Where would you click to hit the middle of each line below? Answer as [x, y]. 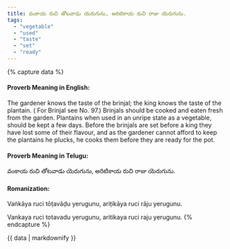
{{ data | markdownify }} [42, 238]
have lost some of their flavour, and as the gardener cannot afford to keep [112, 133]
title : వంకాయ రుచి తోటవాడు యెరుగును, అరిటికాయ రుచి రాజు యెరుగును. [97, 13]
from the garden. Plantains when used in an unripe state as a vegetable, [109, 118]
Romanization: [29, 188]
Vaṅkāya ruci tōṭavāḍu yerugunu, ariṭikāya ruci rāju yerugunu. [95, 204]
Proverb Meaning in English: [49, 88]
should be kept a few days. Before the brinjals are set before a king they [109, 125]
